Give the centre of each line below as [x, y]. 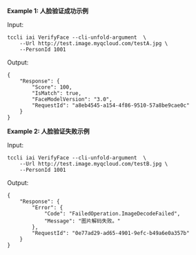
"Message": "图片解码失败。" [82, 221]
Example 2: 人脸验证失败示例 [48, 131]
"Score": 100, [52, 87]
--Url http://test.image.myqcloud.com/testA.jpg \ [94, 44]
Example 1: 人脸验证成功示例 [48, 11]
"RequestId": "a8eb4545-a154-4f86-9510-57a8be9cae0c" [111, 105]
